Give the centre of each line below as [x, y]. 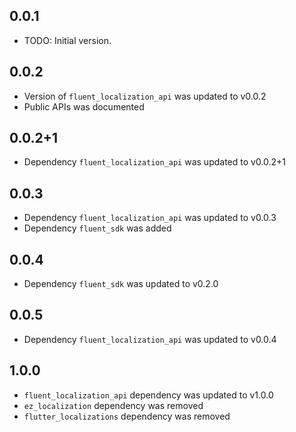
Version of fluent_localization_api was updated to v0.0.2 [145, 96]
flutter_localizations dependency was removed [127, 416]
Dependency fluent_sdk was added [97, 228]
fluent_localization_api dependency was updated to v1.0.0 [148, 395]
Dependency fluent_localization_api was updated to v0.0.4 [150, 339]
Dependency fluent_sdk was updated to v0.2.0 [121, 284]
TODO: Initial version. [67, 40]
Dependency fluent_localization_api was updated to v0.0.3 [150, 218]
